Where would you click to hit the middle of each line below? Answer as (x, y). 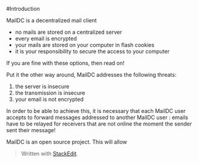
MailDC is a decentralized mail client (51, 20)
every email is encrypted (46, 38)
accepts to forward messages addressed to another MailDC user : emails (97, 117)
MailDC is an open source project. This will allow (67, 142)
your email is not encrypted (49, 99)
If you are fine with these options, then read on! (65, 63)
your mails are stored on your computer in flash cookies (84, 45)
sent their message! (31, 130)
